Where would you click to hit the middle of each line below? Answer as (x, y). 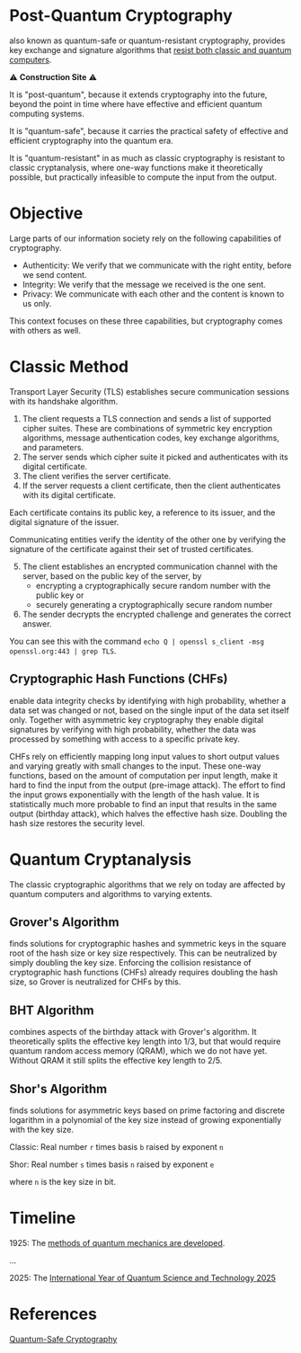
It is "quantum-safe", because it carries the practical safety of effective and (149, 130)
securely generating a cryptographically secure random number (154, 604)
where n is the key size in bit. (63, 1182)
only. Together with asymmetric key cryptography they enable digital (137, 719)
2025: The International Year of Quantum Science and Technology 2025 (143, 1277)
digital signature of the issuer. (64, 521)
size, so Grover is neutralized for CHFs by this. (95, 982)
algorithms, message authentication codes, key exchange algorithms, (151, 438)
